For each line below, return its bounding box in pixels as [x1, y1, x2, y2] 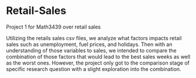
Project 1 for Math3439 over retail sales [6, 23, 101, 30]
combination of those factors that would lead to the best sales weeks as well [6, 53, 191, 60]
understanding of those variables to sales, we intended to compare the [6, 47, 177, 54]
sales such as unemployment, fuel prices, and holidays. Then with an [6, 41, 173, 48]
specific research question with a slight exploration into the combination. [6, 65, 181, 72]
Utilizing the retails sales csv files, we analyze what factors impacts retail [6, 34, 182, 41]
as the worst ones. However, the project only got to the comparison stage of [6, 59, 190, 66]
